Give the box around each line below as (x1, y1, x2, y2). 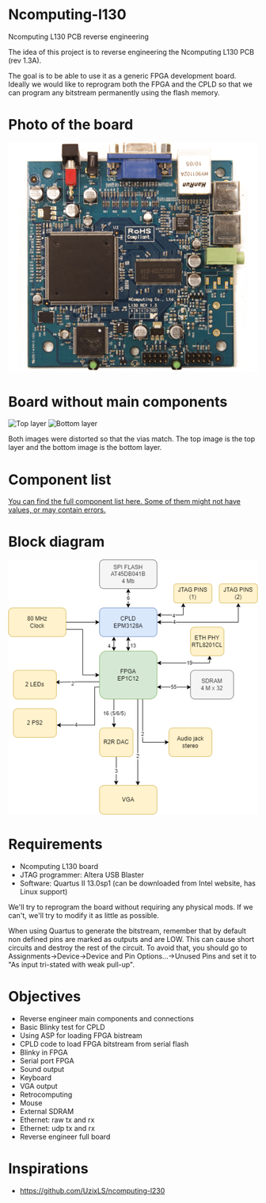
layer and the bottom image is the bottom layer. (8, 443, 162, 452)
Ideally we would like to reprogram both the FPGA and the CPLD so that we (8, 79, 253, 89)
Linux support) (19, 886, 68, 896)
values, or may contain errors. (8, 505, 106, 515)
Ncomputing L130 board (19, 861, 99, 871)
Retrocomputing (19, 1090, 73, 1099)
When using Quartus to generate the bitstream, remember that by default (8, 926, 247, 936)
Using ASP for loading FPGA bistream (19, 1030, 142, 1040)
